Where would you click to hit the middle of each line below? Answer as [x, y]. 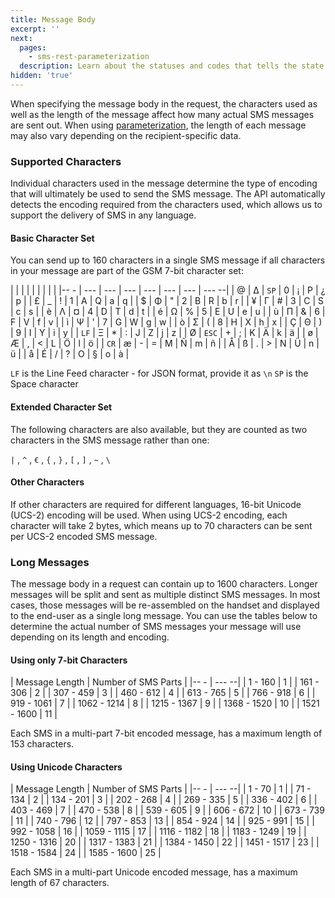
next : [21, 38]
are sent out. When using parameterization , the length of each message [158, 125]
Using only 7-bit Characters [69, 660]
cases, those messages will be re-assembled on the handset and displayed [165, 605]
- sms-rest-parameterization [89, 57]
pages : [33, 47]
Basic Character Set [52, 238]
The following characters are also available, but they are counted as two [159, 429]
